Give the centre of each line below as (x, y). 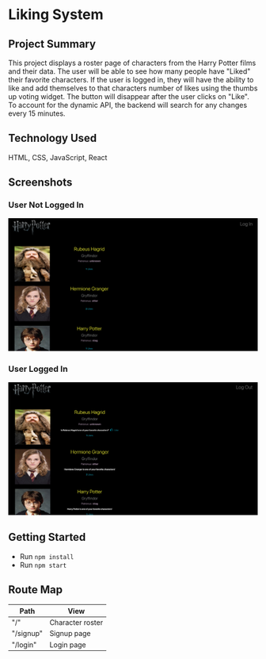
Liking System (56, 15)
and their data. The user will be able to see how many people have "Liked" (129, 71)
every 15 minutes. (37, 113)
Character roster (76, 623)
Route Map (36, 590)
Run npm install (47, 556)
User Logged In (38, 369)
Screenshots (40, 183)
